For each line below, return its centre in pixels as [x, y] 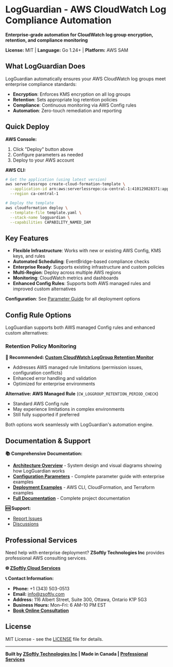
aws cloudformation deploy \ [37, 208]
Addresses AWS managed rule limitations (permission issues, [78, 367]
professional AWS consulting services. [46, 558]
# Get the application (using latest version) [56, 179]
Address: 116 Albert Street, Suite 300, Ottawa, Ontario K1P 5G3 [80, 599]
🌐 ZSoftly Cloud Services [33, 568]
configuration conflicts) [38, 373]
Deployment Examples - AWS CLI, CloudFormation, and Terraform [84, 487]
